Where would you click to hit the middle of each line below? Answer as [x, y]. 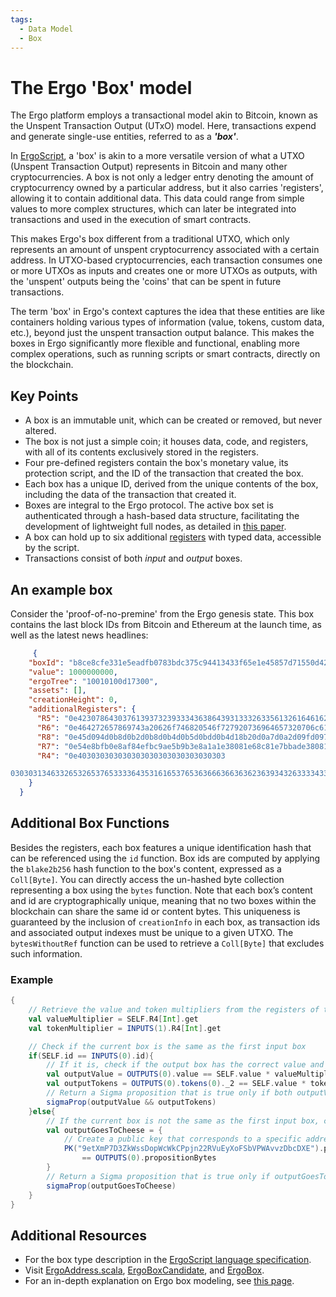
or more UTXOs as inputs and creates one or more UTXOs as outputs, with [164, 271]
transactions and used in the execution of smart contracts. [131, 220]
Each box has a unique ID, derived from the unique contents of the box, [171, 484]
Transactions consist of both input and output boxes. [133, 558]
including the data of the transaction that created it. [130, 495]
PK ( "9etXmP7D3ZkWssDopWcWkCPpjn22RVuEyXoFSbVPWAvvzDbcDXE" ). [194, 1149]
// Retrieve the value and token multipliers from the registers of [174, 1010]
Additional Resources [78, 1235]
